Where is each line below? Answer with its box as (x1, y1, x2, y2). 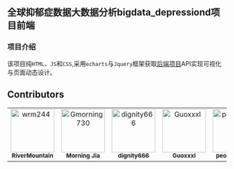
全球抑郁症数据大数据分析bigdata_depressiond (7, 6, 211, 19)
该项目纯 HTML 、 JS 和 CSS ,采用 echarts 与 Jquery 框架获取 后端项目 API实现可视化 (7, 59, 221, 67)
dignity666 (118, 152, 150, 160)
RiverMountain (11, 152, 54, 160)
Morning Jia (65, 152, 100, 160)
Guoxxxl (172, 152, 196, 160)
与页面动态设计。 (7, 68, 56, 77)
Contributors (7, 89, 65, 101)
